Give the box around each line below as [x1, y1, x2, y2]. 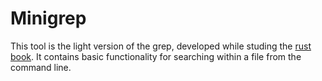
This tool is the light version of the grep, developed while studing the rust [10, 40, 312, 52]
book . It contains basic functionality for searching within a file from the [10, 50, 302, 62]
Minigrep [10, 7, 87, 30]
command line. [10, 61, 72, 73]
